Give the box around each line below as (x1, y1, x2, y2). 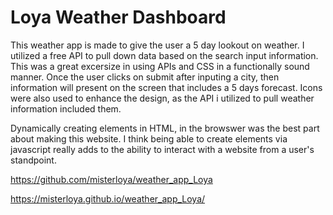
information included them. (10, 102, 122, 115)
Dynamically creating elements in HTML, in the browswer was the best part (10, 122, 320, 134)
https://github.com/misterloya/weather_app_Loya (10, 173, 213, 185)
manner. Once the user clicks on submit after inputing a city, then (10, 71, 280, 83)
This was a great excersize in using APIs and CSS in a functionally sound (10, 60, 310, 72)
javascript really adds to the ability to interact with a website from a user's (10, 143, 315, 155)
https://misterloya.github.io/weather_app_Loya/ (10, 192, 206, 205)
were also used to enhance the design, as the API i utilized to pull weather (10, 92, 315, 104)
